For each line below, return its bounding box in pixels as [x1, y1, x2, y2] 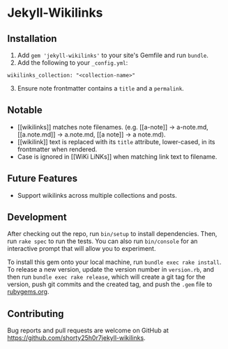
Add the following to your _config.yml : [17, 59, 128, 67]
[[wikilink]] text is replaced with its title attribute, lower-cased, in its [17, 137, 215, 146]
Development [7, 211, 68, 224]
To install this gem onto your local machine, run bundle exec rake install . [7, 258, 222, 266]
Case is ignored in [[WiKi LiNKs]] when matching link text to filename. [17, 152, 218, 161]
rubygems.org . [7, 288, 50, 296]
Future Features [7, 173, 78, 185]
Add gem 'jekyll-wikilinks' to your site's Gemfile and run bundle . [17, 51, 209, 59]
